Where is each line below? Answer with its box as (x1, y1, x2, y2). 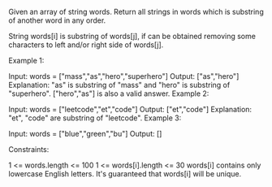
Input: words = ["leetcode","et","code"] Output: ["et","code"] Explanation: (8, 105, 253, 114)
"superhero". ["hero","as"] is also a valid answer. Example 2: (8, 89, 209, 98)
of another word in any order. (8, 15, 106, 25)
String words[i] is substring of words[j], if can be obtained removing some (8, 32, 256, 41)
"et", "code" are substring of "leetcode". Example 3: (8, 113, 182, 123)
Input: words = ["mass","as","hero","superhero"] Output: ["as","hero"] (8, 72, 240, 80)
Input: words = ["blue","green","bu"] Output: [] (8, 129, 162, 138)
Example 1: (8, 56, 45, 65)
